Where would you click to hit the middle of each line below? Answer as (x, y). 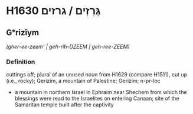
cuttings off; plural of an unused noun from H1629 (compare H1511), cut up (97, 75)
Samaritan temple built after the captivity (64, 105)
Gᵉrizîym (23, 33)
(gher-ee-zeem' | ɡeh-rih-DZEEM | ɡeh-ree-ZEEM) (68, 46)
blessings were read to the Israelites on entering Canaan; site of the (97, 99)
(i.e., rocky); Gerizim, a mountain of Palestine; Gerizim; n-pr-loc (83, 81)
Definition (21, 62)
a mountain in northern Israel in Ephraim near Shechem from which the (101, 92)
